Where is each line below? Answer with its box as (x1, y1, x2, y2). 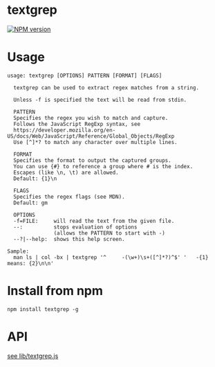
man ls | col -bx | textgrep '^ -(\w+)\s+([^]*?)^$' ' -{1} (13, 253, 209, 261)
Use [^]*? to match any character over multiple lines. (13, 138, 178, 145)
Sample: (7, 248, 30, 255)
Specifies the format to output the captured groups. (13, 156, 171, 164)
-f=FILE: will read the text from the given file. (13, 217, 175, 224)
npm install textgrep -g (7, 305, 79, 313)
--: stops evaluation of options (13, 224, 138, 231)
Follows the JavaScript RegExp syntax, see (13, 120, 140, 127)
